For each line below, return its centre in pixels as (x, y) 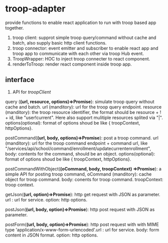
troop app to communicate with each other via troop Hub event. (78, 53)
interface (20, 80)
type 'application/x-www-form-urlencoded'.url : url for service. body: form (82, 229)
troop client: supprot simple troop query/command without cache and (84, 37)
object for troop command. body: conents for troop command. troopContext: (84, 179)
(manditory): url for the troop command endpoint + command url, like (76, 143)
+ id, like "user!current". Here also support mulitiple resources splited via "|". (84, 117)
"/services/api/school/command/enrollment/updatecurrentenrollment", (78, 148)
